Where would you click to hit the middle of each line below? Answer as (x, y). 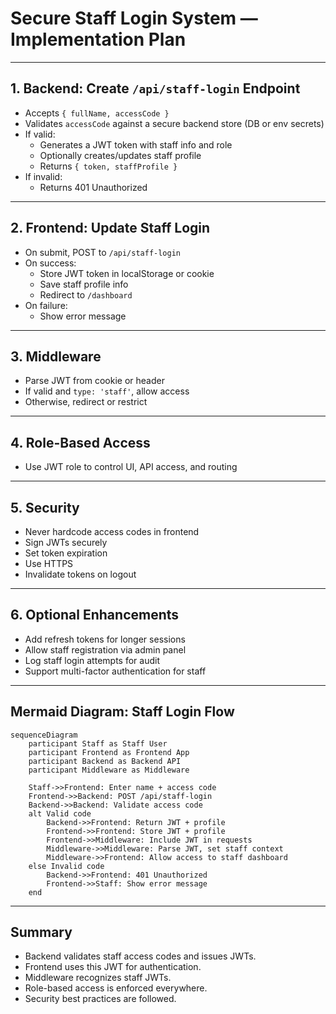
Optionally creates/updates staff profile (120, 155)
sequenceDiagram (44, 735)
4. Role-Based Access (80, 442)
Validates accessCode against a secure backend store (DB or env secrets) (174, 123)
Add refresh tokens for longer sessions (105, 639)
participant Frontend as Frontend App (109, 752)
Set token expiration (66, 553)
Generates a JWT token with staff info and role (136, 144)
